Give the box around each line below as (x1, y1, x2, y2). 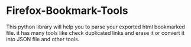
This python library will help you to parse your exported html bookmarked (6, 23, 185, 30)
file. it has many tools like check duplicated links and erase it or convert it (6, 29, 185, 36)
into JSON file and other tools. (6, 35, 80, 42)
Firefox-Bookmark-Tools (6, 4, 128, 17)
